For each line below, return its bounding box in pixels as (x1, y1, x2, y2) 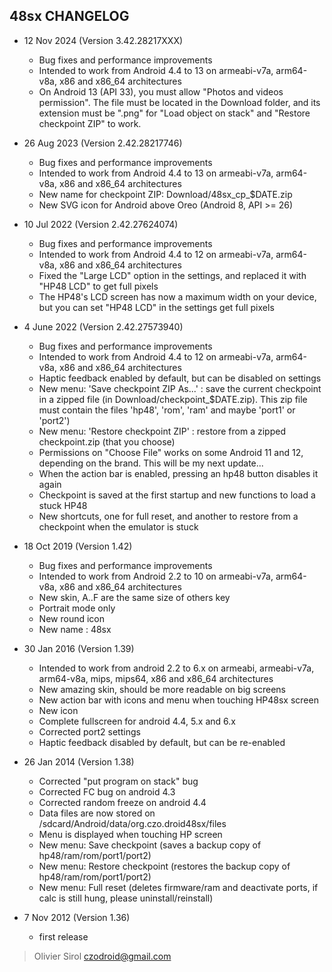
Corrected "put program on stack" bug (38, 775, 199, 787)
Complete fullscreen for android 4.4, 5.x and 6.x (38, 715, 236, 727)
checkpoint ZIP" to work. (38, 117, 142, 129)
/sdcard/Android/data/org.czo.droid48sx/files (38, 817, 227, 829)
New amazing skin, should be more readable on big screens (38, 683, 286, 695)
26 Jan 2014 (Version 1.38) (23, 755, 135, 768)
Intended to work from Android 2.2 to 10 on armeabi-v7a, (38, 570, 274, 582)
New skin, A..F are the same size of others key (38, 591, 231, 603)
